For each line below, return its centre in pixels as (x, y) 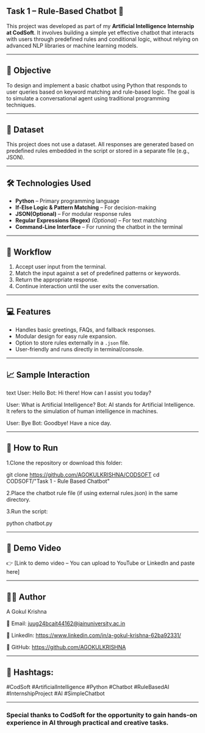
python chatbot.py (30, 523)
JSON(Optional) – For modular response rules (73, 214)
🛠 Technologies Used (49, 183)
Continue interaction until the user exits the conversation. (87, 286)
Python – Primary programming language (67, 201)
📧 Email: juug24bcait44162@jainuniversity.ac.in (66, 623)
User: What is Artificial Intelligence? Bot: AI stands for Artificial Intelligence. (101, 404)
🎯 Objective (29, 71)
